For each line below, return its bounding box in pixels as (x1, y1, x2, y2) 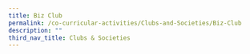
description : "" (8, 26, 62, 34)
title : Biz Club (8, 11, 62, 20)
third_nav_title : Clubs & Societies (8, 33, 131, 42)
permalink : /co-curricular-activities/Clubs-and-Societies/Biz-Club (8, 19, 242, 27)
